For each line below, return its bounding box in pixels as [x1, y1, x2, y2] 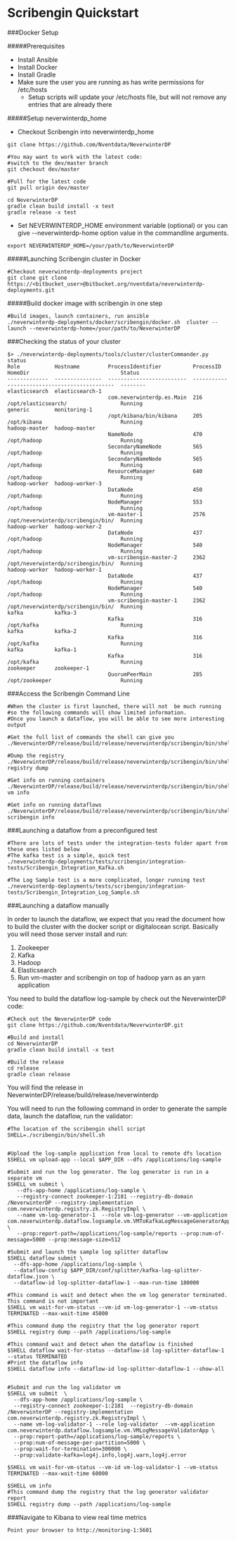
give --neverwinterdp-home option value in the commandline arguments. [17, 229, 229, 237]
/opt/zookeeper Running [7, 677, 143, 684]
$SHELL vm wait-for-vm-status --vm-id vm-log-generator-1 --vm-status [7, 1303, 218, 1311]
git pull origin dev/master [7, 184, 90, 191]
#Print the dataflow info [7, 1359, 83, 1366]
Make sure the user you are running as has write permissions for [17, 77, 204, 86]
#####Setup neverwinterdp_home [7, 114, 107, 122]
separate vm [7, 1175, 42, 1182]
